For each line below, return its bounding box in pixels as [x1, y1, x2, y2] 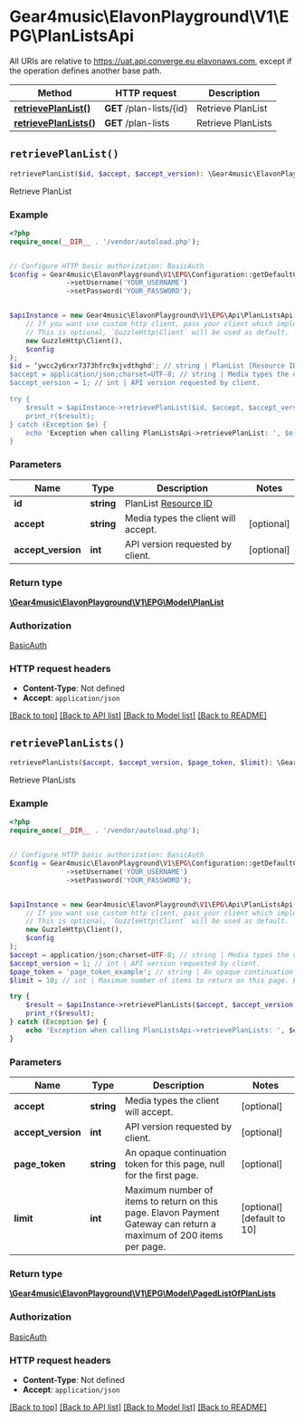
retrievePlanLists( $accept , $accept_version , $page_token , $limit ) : [9, 758, 273, 767]
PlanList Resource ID [125, 496, 213, 509]
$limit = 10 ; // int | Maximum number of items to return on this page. [9, 975, 290, 984]
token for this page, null [125, 1157, 225, 1170]
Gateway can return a [125, 1218, 217, 1231]
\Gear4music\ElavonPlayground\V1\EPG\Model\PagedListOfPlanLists [9, 1288, 276, 1299]
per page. [125, 1241, 166, 1253]
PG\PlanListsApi [9, 25, 134, 46]
